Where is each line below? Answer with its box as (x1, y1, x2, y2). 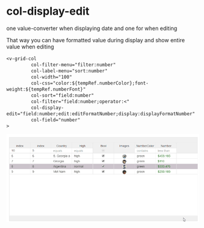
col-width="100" (31, 74, 72, 80)
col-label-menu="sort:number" (31, 67, 108, 74)
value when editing (6, 43, 54, 50)
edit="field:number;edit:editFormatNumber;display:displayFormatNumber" (6, 110, 195, 117)
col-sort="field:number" (31, 92, 95, 99)
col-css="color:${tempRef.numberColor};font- (31, 80, 149, 86)
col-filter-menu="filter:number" (31, 61, 116, 68)
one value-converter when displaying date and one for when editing (6, 25, 178, 32)
